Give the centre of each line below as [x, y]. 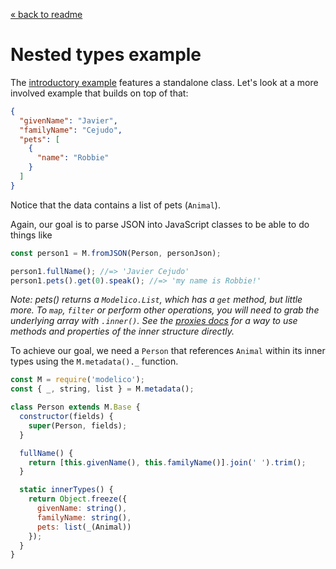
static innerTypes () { [66, 490]
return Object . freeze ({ [78, 499]
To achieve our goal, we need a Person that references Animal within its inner [168, 351]
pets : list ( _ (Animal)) [84, 527]
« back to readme [46, 14]
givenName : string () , [82, 509]
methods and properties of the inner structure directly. [122, 331]
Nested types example [106, 55]
